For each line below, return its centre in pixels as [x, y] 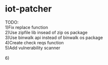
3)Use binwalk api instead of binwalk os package [54, 38]
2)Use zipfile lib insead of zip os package [46, 32]
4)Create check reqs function [34, 42]
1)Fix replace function [27, 27]
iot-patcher [28, 9]
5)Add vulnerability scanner [33, 48]
